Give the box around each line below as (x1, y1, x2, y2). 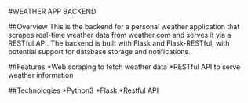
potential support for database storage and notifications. (8, 47, 191, 56)
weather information (8, 71, 74, 79)
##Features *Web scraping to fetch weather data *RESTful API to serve (8, 62, 241, 72)
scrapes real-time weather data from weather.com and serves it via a (8, 31, 232, 39)
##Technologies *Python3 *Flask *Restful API (8, 86, 159, 95)
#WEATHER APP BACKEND (8, 7, 97, 16)
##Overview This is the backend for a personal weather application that (8, 22, 240, 31)
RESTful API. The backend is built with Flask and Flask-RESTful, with (8, 39, 230, 48)
